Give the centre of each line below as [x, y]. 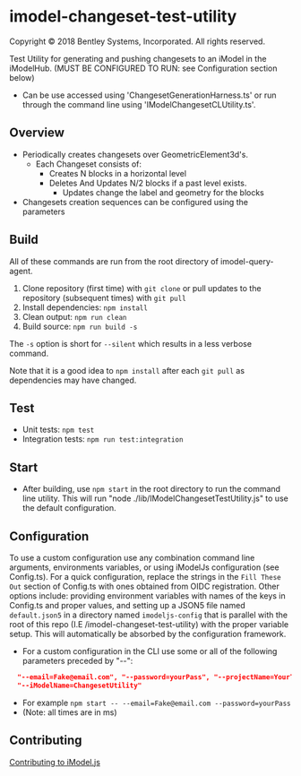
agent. [21, 271]
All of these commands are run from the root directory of [114, 261]
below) [22, 77]
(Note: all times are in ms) [70, 712]
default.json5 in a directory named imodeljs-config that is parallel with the [149, 615]
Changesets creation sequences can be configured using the [135, 202]
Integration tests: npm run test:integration [103, 439]
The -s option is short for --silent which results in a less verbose [131, 343]
